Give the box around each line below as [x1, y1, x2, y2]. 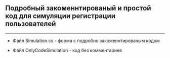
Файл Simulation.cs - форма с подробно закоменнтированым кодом [12, 37, 160, 43]
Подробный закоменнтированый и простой [5, 4, 151, 12]
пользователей [5, 19, 56, 28]
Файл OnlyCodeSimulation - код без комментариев [12, 47, 122, 53]
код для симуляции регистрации [5, 12, 115, 20]
